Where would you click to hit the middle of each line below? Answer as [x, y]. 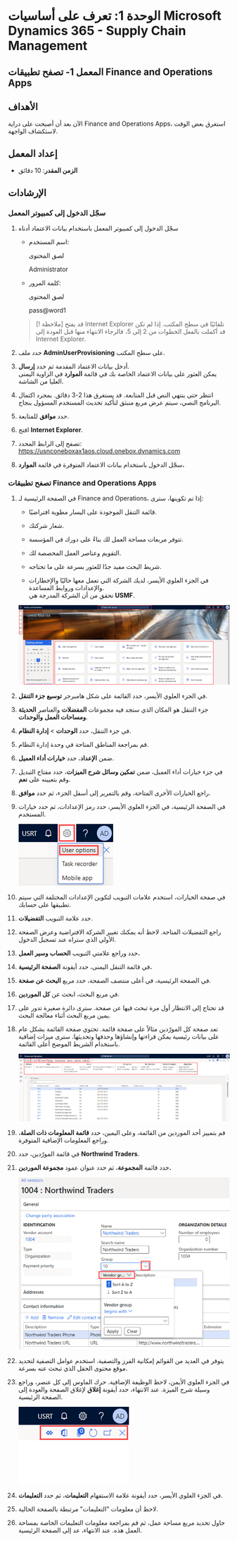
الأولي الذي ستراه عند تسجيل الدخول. [67, 939]
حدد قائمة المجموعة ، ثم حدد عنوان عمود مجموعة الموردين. [95, 1167]
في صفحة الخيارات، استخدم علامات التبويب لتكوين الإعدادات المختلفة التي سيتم [122, 897]
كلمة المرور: [45, 282]
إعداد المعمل [33, 154]
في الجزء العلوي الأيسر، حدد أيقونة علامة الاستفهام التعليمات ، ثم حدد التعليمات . [121, 1495]
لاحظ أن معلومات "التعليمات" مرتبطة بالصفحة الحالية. [88, 1509]
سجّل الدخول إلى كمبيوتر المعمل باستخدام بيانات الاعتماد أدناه [98, 228]
